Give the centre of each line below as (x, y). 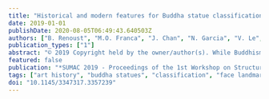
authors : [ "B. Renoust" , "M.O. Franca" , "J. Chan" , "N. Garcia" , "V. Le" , (136, 38)
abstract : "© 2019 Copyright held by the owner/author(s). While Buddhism (136, 53)
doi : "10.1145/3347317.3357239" (62, 82)
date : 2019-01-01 (37, 23)
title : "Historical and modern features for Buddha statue (109, 16)
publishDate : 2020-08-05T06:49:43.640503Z (80, 30)
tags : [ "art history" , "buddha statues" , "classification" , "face (121, 75)
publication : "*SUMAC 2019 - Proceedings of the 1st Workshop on (119, 68)
